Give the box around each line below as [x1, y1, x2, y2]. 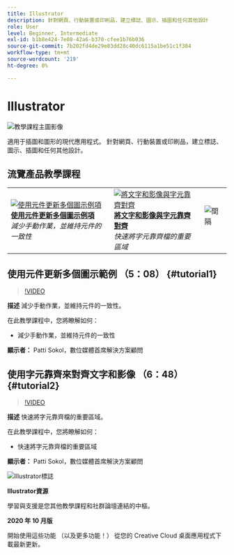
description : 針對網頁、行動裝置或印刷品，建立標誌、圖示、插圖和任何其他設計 [7, 17, 209, 24]
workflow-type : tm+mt [7, 50, 70, 57]
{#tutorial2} [7, 380, 60, 392]
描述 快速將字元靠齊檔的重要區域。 [7, 413, 107, 421]
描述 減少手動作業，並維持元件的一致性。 [7, 302, 125, 310]
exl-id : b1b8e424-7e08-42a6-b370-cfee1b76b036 [7, 36, 145, 43]
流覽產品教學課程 [7, 168, 81, 180]
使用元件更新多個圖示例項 [10, 211, 95, 221]
